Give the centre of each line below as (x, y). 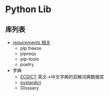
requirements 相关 (31, 42)
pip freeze (31, 48)
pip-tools (30, 59)
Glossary (29, 88)
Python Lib (28, 9)
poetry (27, 64)
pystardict (31, 83)
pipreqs (28, 54)
